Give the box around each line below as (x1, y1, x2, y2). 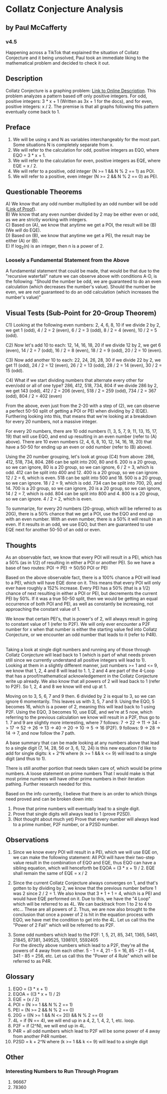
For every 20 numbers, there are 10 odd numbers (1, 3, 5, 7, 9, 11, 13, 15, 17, (5, 428, 158, 434)
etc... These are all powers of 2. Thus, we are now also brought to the (12, 906, 156, 912)
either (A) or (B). (5, 238, 39, 244)
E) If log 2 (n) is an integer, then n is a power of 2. (5, 243, 104, 251)
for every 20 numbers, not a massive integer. (5, 419, 98, 424)
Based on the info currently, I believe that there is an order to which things (5, 791, 157, 797)
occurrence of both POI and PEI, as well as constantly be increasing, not (5, 601, 154, 607)
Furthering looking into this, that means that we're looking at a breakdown (5, 414, 157, 420)
